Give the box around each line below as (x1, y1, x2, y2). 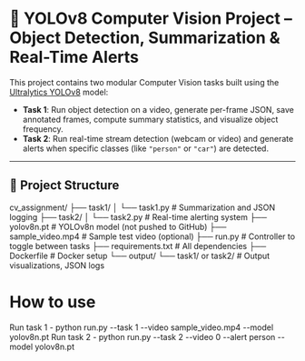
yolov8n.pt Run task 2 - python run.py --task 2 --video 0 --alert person (9, 331, 276, 342)
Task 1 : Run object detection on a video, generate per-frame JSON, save (22, 104, 295, 115)
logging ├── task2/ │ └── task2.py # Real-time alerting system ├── (9, 211, 268, 222)
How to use (9, 291, 96, 312)
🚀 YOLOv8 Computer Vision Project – (9, 8, 292, 29)
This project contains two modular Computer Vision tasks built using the (9, 76, 280, 87)
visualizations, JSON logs (9, 259, 105, 271)
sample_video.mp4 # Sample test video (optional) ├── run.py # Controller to (9, 231, 296, 242)
